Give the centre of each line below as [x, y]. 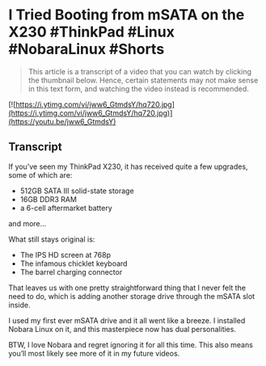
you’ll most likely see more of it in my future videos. [94, 353]
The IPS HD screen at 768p [65, 255]
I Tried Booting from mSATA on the [127, 15]
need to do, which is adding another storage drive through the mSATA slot [132, 296]
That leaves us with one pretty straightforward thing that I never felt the [127, 288]
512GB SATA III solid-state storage [77, 191]
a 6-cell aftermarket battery [66, 208]
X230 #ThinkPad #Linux [92, 32]
